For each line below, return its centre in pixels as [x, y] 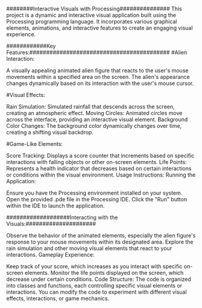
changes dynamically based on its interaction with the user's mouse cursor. [100, 83]
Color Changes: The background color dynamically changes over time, [94, 126]
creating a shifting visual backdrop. [50, 132]
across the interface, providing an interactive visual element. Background [97, 119]
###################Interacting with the [62, 217]
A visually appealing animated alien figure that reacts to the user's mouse [97, 71]
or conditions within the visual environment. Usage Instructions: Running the [101, 175]
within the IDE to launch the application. [55, 206]
